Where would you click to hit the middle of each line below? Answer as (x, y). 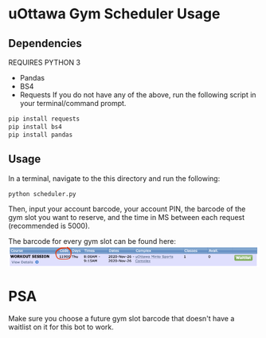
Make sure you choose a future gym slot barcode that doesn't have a (121, 318)
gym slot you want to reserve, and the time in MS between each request (127, 217)
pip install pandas (41, 135)
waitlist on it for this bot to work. (61, 327)
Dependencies (45, 43)
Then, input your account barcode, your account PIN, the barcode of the (127, 209)
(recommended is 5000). (49, 226)
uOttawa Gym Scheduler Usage (114, 14)
